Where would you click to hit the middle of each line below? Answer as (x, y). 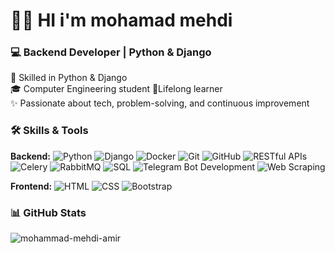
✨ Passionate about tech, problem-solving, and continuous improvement (160, 103)
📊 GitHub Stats (48, 212)
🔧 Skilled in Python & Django (69, 78)
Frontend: (31, 186)
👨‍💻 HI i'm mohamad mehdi (121, 20)
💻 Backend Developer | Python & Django (111, 52)
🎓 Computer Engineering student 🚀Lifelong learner (116, 89)
